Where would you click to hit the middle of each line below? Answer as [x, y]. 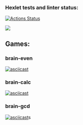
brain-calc [18, 82]
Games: [17, 44]
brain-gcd [17, 106]
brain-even [19, 58]
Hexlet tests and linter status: [42, 8]
